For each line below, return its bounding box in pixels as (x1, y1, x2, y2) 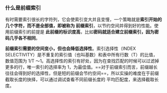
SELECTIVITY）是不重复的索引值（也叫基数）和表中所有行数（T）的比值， (5, 52, 158, 58)
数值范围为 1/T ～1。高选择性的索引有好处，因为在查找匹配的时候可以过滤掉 (5, 58, 160, 64)
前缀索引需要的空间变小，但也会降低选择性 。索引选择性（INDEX (5, 46, 136, 51)
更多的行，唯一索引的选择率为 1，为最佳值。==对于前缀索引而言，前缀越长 (5, 64, 158, 70)
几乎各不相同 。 (9, 35, 40, 41)
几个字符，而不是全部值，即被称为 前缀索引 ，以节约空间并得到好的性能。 (5, 23, 155, 29)
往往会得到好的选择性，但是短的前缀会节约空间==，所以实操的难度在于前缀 (5, 70, 159, 76)
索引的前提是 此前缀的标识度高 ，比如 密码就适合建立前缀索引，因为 (18, 29, 155, 35)
